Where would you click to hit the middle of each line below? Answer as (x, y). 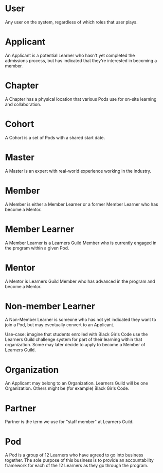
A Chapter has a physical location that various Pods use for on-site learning (81, 99)
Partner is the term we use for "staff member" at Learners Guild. (69, 422)
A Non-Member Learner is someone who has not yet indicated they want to (81, 320)
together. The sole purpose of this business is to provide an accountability (80, 460)
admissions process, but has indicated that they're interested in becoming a (81, 60)
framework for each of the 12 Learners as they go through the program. (77, 466)
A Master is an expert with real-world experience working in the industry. (78, 171)
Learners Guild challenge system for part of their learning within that (74, 339)
